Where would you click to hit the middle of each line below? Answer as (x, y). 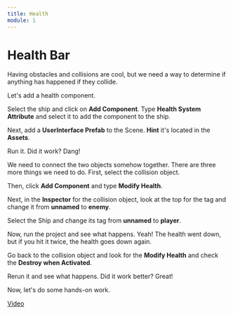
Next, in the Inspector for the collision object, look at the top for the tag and (117, 199)
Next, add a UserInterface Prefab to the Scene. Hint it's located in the (109, 130)
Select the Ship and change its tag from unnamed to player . (94, 221)
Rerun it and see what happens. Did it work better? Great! (90, 276)
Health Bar (39, 55)
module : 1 (22, 20)
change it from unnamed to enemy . (59, 207)
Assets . (19, 138)
